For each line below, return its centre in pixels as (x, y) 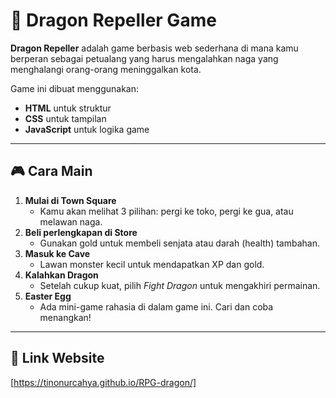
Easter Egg (48, 296)
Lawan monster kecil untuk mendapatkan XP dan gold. (152, 264)
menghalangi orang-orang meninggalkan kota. (106, 69)
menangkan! (65, 317)
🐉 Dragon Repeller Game (113, 20)
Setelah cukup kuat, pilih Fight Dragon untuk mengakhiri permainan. (180, 285)
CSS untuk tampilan (65, 118)
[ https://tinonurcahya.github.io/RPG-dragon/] (103, 382)
